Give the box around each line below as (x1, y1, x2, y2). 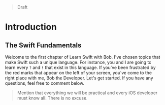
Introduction (5, 22, 57, 33)
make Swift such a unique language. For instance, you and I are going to (5, 59, 152, 65)
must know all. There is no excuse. (17, 95, 88, 101)
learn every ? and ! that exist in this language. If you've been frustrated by (5, 65, 156, 70)
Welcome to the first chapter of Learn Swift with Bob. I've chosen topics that (5, 54, 160, 60)
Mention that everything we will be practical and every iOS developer (17, 90, 158, 96)
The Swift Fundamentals (5, 41, 82, 49)
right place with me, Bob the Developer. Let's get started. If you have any (5, 75, 154, 81)
